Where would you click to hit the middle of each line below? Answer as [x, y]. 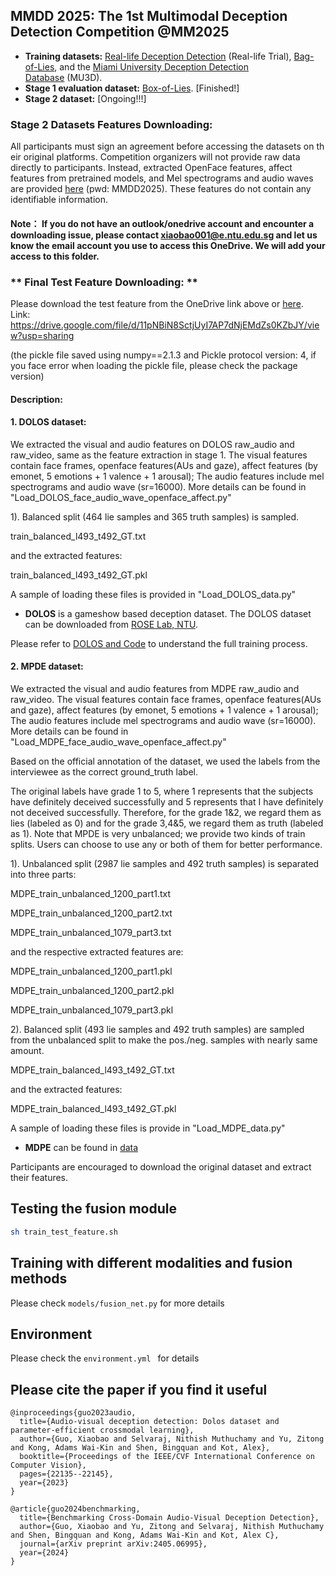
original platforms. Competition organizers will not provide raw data [162, 157]
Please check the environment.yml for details [105, 1358]
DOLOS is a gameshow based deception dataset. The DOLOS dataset [168, 613]
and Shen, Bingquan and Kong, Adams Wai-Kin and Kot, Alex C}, [145, 1535]
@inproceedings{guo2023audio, [73, 1413]
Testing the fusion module [94, 1209]
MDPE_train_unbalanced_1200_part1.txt [91, 893]
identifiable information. [59, 200]
